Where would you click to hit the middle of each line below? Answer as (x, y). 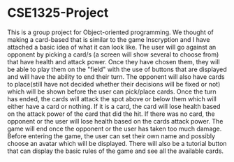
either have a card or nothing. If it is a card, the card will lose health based (114, 106)
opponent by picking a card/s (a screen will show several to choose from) (113, 54)
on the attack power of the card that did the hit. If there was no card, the (111, 114)
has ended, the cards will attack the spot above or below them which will (112, 98)
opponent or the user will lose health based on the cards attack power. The (115, 121)
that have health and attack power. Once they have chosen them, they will (114, 61)
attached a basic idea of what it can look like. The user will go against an (112, 47)
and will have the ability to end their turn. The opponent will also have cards (116, 76)
